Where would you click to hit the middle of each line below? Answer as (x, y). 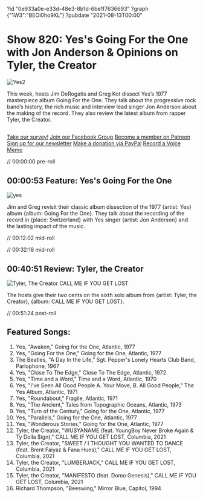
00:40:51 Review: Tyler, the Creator (75, 269)
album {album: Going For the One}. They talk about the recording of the (96, 214)
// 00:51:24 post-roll (32, 313)
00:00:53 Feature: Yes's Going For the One (89, 181)
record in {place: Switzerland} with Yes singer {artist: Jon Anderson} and (98, 220)
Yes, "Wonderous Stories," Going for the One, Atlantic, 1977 (89, 424)
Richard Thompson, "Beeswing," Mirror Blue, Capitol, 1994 (89, 488)
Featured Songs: (39, 332)
